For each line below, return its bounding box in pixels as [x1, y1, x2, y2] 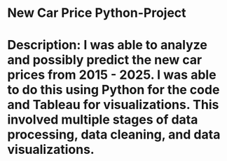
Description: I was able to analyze [7, 37, 208, 53]
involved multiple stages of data [7, 112, 198, 128]
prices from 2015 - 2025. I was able [7, 67, 216, 83]
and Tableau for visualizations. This [7, 97, 219, 113]
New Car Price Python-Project [7, 5, 187, 21]
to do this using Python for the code [7, 82, 220, 98]
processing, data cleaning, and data [7, 127, 221, 143]
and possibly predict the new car [7, 52, 202, 68]
